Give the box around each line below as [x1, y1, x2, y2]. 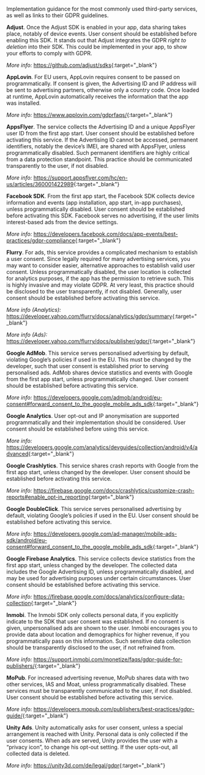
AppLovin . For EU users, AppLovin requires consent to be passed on [6, 74, 181, 80]
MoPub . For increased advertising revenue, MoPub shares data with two [6, 674, 189, 681]
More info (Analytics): [6, 306, 61, 313]
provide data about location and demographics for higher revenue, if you [6, 631, 190, 638]
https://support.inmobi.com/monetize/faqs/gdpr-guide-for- [33, 656, 183, 663]
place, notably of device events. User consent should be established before [6, 30, 197, 37]
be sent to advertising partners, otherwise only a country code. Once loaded [6, 86, 199, 94]
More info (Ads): [6, 331, 48, 338]
